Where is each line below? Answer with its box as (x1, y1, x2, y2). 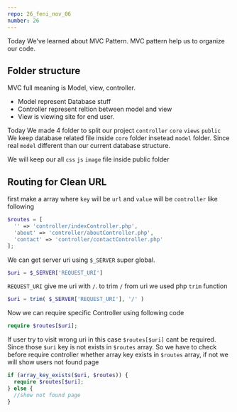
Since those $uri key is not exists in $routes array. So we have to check (7, 343, 217, 352)
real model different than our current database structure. (7, 142, 170, 150)
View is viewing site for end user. (17, 112, 115, 121)
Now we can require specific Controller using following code (7, 309, 184, 317)
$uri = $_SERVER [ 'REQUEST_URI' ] (7, 269, 103, 276)
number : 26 (7, 17, 40, 24)
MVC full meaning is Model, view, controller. (7, 83, 136, 93)
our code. (7, 44, 36, 53)
